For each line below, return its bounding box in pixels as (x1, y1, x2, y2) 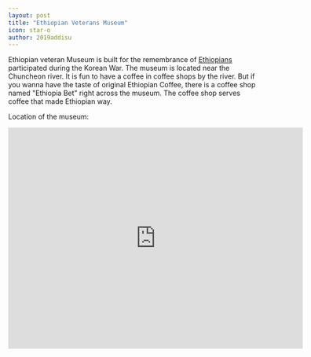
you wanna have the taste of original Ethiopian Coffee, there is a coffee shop (8, 80, 256, 90)
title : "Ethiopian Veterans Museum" (8, 19, 128, 27)
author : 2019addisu (8, 33, 72, 42)
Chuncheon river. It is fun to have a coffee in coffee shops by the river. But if (8, 72, 255, 81)
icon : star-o (8, 26, 51, 34)
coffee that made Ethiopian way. (8, 97, 112, 106)
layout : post (8, 11, 51, 20)
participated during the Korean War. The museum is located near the (8, 64, 230, 73)
